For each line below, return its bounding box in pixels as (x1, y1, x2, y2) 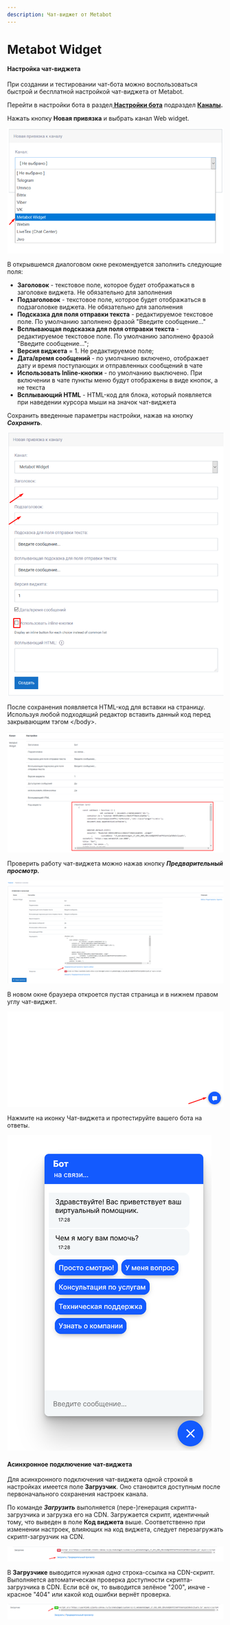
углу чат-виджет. (7, 997, 57, 1005)
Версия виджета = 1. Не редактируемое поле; (16, 347, 154, 355)
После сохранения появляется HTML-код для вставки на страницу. (7, 703, 206, 711)
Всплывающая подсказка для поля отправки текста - (16, 325, 180, 333)
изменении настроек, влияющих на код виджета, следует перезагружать (7, 1525, 224, 1533)
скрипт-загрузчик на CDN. (7, 1533, 84, 1541)
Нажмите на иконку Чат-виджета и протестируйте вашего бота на (7, 1114, 203, 1123)
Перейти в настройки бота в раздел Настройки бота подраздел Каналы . (7, 101, 223, 110)
